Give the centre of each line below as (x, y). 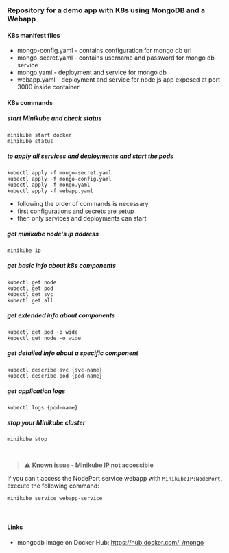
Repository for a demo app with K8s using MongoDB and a (106, 10)
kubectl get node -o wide (44, 338)
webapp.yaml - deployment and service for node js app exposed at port (119, 80)
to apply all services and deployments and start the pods (91, 156)
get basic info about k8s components (62, 266)
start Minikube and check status (55, 118)
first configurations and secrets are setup (75, 211)
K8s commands (30, 102)
